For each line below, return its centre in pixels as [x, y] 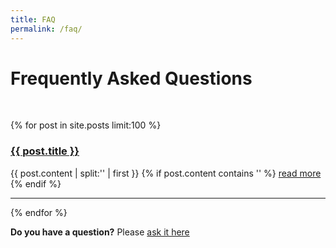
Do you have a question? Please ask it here [100, 232]
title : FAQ [33, 19]
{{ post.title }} [45, 151]
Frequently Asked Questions [131, 78]
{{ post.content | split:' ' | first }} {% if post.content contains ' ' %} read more [166, 173]
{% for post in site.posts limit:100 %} [86, 125]
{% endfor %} [39, 212]
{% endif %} [36, 183]
